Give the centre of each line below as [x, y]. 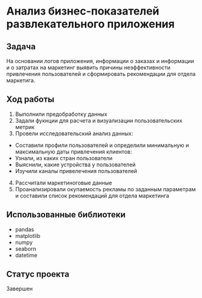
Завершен [20, 289]
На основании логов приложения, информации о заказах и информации [100, 61]
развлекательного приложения [91, 24]
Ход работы [30, 99]
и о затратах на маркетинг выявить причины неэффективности [89, 67]
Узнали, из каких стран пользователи [64, 158]
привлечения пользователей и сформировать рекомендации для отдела [101, 74]
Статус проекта [38, 274]
